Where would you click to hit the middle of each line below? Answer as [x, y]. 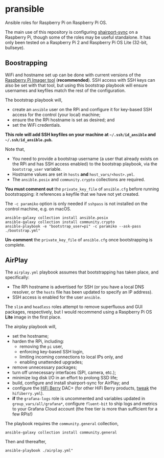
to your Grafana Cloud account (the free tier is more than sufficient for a [85, 409]
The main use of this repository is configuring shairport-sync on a [71, 32]
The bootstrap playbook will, [34, 100]
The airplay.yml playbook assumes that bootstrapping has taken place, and [82, 272]
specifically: [17, 277]
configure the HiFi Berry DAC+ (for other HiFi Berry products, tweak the [84, 388]
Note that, [15, 149]
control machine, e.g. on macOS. [38, 208]
